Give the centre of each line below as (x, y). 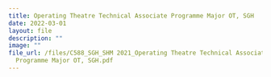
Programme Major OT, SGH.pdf (65, 61)
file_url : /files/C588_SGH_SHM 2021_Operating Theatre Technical (120, 53)
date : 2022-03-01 (38, 23)
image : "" (25, 46)
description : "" (35, 38)
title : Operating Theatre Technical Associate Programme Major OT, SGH (131, 16)
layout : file (30, 30)
